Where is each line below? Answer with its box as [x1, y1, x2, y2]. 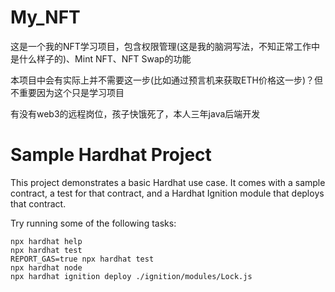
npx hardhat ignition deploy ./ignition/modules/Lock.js [10, 271, 253, 281]
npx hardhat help [10, 236, 83, 246]
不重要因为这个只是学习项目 [10, 86, 125, 98]
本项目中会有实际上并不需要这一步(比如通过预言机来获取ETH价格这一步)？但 [10, 74, 324, 86]
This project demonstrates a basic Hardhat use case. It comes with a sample [10, 176, 326, 188]
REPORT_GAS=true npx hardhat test [10, 254, 155, 264]
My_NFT [10, 6, 81, 29]
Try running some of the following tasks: [10, 217, 177, 229]
